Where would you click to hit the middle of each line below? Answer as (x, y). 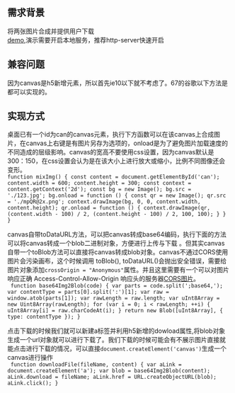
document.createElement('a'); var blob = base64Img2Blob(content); (109, 371)
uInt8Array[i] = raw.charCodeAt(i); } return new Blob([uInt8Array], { (115, 311)
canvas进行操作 (30, 358)
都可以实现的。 (29, 91)
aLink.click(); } (33, 383)
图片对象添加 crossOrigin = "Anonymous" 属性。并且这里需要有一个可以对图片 (118, 270)
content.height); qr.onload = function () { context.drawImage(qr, (109, 208)
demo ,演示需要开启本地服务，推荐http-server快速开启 (86, 40)
